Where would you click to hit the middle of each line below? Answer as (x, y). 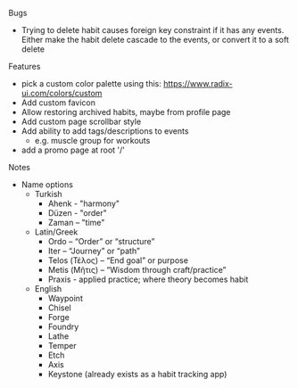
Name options (47, 185)
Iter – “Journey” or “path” (94, 251)
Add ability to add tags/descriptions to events (105, 131)
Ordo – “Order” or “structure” (101, 241)
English (48, 289)
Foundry (63, 326)
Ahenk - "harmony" (84, 203)
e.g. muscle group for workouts (92, 140)
